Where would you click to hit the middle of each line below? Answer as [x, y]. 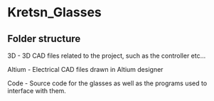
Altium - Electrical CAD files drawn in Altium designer [85, 69]
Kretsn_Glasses [54, 12]
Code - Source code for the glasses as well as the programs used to [107, 83]
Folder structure [44, 39]
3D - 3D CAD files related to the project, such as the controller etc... [107, 55]
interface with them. [37, 91]
